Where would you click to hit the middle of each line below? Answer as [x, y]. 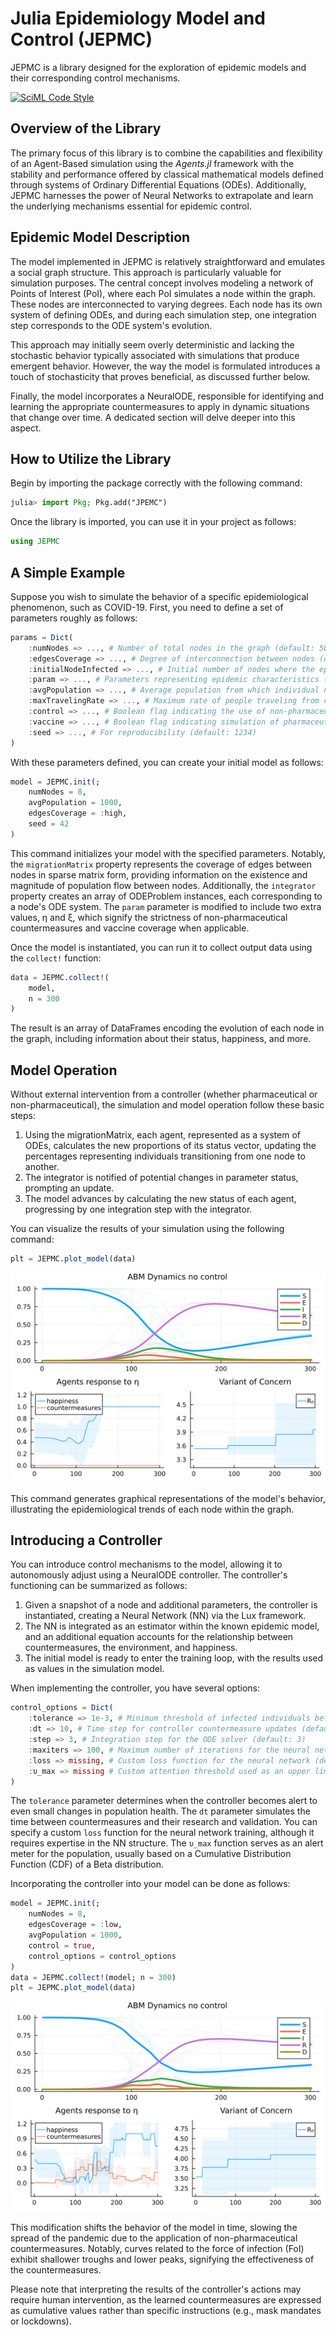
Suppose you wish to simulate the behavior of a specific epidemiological [159, 596]
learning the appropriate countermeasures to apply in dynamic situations [160, 406]
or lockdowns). [41, 2321]
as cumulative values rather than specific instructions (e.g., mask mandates [166, 2311]
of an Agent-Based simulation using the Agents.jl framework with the [152, 163]
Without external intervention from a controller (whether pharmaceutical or [164, 1094]
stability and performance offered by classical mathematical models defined [167, 174]
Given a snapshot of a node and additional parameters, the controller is [171, 1605]
